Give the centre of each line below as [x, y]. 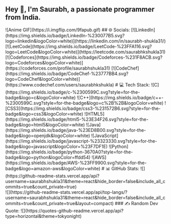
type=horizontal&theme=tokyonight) [43, 216]
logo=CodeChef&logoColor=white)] [43, 79]
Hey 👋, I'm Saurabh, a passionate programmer [80, 9]
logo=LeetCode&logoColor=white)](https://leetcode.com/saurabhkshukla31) [86, 52]
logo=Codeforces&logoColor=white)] [44, 62]
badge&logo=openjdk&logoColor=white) [48, 136]
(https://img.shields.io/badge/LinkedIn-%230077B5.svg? [65, 35]
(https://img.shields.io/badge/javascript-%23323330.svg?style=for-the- [81, 141]
